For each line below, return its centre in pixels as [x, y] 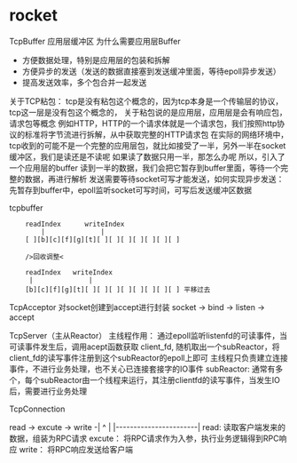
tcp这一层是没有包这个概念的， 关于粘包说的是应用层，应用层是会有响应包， [148, 112]
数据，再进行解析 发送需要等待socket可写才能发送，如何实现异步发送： [154, 179]
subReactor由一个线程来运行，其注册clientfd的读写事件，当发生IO [160, 379]
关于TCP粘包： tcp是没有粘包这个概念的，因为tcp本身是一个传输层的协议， [146, 101]
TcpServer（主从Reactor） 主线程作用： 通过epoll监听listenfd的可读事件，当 [148, 335]
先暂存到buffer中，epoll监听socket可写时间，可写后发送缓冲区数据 [131, 190]
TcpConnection [37, 409]
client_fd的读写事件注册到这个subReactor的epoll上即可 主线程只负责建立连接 [148, 357]
